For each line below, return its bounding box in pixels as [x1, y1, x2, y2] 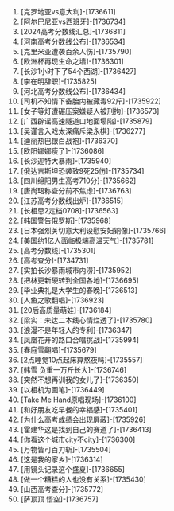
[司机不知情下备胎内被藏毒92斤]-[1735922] [20, 96, 161, 106]
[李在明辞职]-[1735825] [20, 76, 98, 86]
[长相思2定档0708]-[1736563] [20, 206, 118, 215]
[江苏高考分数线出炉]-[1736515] [20, 196, 124, 205]
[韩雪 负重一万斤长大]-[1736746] [20, 365, 127, 374]
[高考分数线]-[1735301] [20, 246, 96, 255]
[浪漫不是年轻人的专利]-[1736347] [20, 326, 132, 334]
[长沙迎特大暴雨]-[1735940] [20, 156, 112, 166]
